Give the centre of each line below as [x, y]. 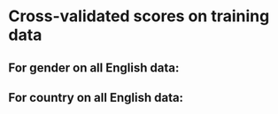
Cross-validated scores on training [139, 16]
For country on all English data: [96, 98]
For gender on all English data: [94, 68]
